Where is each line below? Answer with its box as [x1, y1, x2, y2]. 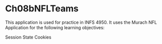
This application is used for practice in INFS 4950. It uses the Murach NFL [5, 19, 157, 25]
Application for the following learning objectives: [5, 24, 105, 30]
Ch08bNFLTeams [5, 3, 79, 14]
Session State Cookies [5, 34, 51, 40]
